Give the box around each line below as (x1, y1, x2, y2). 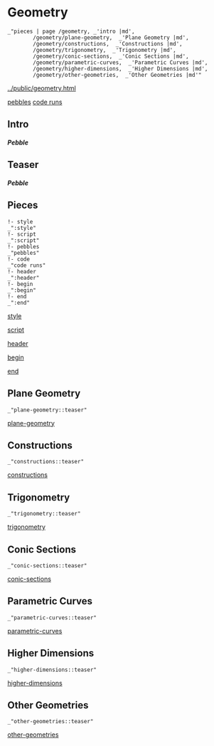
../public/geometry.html (7, 83, 76, 93)
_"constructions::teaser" (7, 458, 84, 466)
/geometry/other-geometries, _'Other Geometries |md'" (33, 71, 202, 78)
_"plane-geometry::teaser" (7, 406, 87, 414)
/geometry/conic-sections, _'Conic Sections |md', (33, 53, 190, 60)
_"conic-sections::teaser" (7, 562, 87, 569)
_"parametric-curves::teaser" (7, 614, 97, 621)
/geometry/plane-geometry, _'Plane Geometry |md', (33, 33, 190, 41)
